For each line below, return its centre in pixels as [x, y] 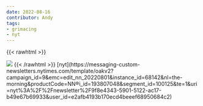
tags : [13, 23]
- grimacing [21, 29]
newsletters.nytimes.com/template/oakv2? [60, 71]
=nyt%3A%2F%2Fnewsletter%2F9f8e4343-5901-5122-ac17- [84, 90]
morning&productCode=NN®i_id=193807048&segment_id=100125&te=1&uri [102, 84]
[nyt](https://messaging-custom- [99, 65]
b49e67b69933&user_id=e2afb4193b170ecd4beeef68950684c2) [89, 97]
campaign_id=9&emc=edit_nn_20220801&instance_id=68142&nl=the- [94, 77]
